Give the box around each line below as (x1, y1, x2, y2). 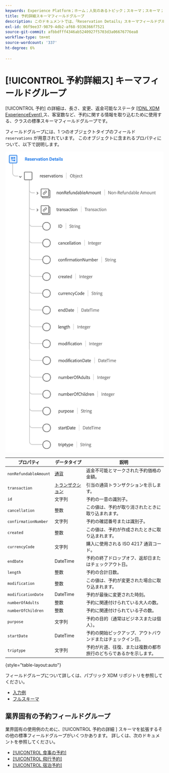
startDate (7, 633, 28, 639)
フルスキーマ (12, 696, 39, 702)
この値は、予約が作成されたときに (86, 526, 157, 532)
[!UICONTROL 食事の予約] (12, 750, 67, 756)
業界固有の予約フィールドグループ (5, 712, 111, 720)
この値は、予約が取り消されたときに (86, 504, 161, 510)
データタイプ (55, 459, 82, 465)
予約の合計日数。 (86, 569, 122, 575)
